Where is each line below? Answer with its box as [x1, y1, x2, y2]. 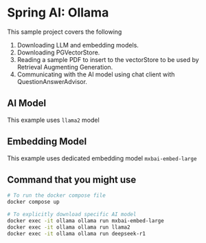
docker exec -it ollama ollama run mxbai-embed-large [7, 218, 165, 224]
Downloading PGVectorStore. [16, 48, 100, 56]
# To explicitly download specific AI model [7, 211, 137, 218]
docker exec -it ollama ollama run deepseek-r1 [7, 230, 146, 237]
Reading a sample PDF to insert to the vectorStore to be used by [16, 55, 199, 63]
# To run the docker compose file [7, 192, 106, 199]
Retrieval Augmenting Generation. [16, 63, 113, 71]
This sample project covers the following [7, 28, 122, 36]
